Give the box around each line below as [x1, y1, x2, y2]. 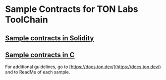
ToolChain [5, 14, 48, 25]
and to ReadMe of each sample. [5, 69, 70, 75]
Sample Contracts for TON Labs [5, 3, 138, 15]
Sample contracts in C [5, 51, 75, 59]
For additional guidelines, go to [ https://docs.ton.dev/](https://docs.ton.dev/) [5, 64, 161, 70]
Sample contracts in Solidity [5, 34, 94, 42]
